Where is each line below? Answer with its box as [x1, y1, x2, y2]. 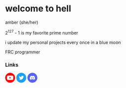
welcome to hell [5, 3, 72, 14]
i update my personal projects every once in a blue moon [5, 39, 121, 45]
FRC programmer [5, 49, 41, 55]
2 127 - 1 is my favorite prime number [5, 29, 79, 36]
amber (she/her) [5, 19, 39, 25]
